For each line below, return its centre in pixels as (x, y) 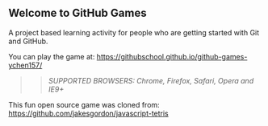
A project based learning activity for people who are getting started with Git (134, 32)
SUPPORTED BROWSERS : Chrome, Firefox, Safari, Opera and (151, 80)
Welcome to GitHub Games (77, 13)
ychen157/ (25, 65)
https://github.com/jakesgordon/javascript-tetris (89, 113)
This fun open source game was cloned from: (84, 104)
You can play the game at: (52, 56)
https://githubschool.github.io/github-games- (172, 56)
